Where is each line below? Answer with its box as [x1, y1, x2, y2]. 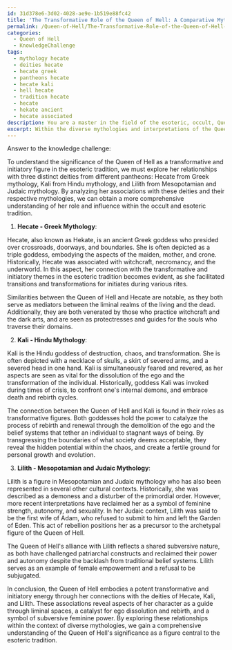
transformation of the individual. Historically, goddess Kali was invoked [7, 379, 209, 387]
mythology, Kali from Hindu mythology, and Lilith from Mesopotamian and [7, 180, 217, 188]
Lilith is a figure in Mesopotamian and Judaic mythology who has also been [7, 477, 222, 486]
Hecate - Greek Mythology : [17, 222, 97, 231]
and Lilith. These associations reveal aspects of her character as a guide [7, 600, 213, 608]
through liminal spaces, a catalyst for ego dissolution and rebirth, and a [7, 607, 209, 615]
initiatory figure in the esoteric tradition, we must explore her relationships [7, 165, 217, 173]
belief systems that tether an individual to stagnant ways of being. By [7, 429, 204, 437]
